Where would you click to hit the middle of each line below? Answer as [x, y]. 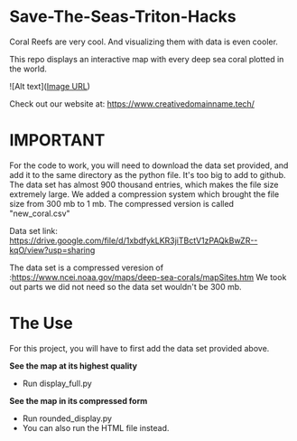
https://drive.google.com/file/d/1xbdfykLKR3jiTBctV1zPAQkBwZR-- [134, 240]
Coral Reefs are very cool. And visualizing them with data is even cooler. [144, 42]
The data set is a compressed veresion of [87, 267]
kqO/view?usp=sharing [52, 249]
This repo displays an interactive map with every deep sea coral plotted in [147, 59]
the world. [28, 69]
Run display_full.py [57, 383]
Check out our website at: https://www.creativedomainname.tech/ [132, 103]
